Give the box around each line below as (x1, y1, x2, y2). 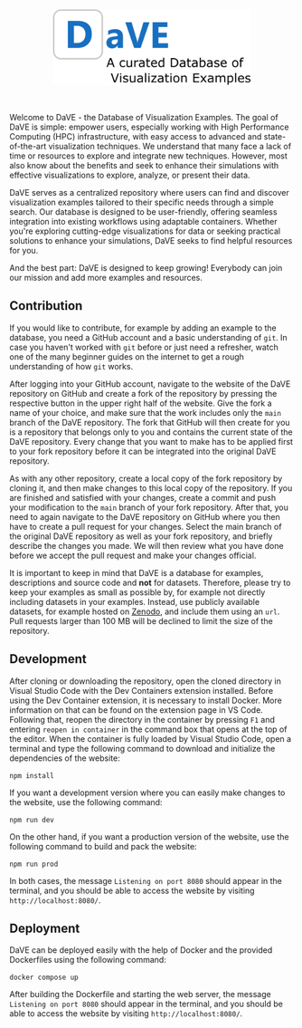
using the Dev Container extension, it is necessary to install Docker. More (9, 695, 282, 706)
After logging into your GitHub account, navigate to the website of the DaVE (9, 378, 291, 389)
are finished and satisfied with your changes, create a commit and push (9, 492, 277, 503)
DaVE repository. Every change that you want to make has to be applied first (9, 436, 294, 447)
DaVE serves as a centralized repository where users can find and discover (9, 187, 289, 197)
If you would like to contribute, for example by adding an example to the (9, 322, 278, 333)
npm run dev (9, 815, 54, 824)
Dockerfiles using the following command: (9, 955, 167, 966)
